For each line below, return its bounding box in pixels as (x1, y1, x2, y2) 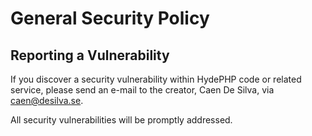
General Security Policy (10, 7, 210, 30)
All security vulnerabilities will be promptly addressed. (10, 114, 233, 126)
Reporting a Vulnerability (10, 47, 170, 64)
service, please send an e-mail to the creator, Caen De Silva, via (10, 84, 275, 96)
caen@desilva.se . (10, 95, 84, 106)
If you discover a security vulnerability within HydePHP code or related (10, 73, 302, 85)
